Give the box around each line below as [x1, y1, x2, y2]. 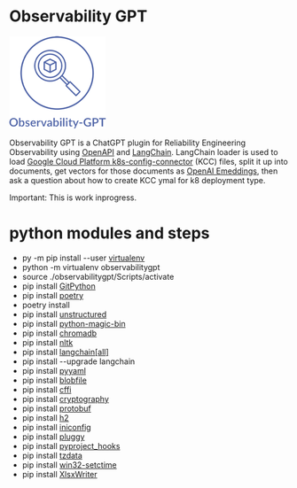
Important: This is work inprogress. [9, 192, 137, 203]
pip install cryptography [21, 393, 109, 404]
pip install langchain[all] [21, 346, 109, 357]
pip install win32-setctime [21, 459, 117, 470]
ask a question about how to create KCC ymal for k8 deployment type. [9, 174, 266, 185]
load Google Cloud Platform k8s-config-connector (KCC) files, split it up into [9, 156, 288, 167]
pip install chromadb [21, 328, 98, 338]
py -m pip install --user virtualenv [21, 252, 145, 263]
